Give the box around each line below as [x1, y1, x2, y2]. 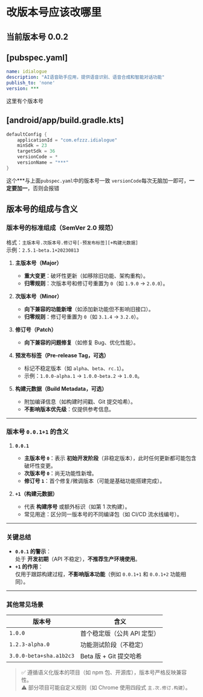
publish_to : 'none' [6, 80, 56, 86]
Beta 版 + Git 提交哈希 [80, 652, 142, 661]
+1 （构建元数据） [14, 490, 59, 497]
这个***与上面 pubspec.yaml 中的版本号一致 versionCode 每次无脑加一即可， [6, 177, 189, 184]
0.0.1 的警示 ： [14, 548, 51, 555]
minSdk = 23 [17, 143, 47, 149]
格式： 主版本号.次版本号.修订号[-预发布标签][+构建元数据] [6, 238, 138, 246]
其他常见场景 [6, 601, 44, 609]
